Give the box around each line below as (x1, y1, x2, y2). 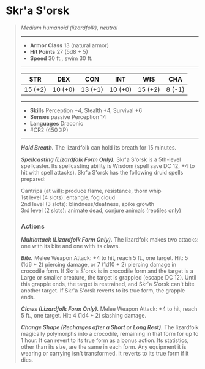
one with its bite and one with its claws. (20, 243, 121, 250)
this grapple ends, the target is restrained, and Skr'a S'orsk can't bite (20, 280, 195, 288)
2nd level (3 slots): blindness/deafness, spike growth (20, 200, 154, 207)
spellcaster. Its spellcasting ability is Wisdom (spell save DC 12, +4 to (20, 162, 195, 169)
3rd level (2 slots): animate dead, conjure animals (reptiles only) (20, 207, 182, 214)
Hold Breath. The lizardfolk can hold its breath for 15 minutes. (20, 143, 177, 151)
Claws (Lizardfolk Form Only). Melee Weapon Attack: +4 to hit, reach (20, 305, 198, 313)
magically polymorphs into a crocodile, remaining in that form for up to (20, 330, 199, 338)
